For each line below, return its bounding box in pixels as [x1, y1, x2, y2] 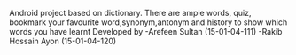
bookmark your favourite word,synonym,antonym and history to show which [9, 17, 288, 27]
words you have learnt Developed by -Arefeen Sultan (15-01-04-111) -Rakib [9, 27, 283, 36]
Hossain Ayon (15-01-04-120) [9, 35, 117, 46]
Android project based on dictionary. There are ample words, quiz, [9, 8, 252, 18]
